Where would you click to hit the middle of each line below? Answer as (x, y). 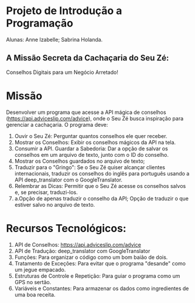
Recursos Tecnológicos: (66, 228)
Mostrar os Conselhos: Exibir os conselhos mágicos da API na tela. (95, 142)
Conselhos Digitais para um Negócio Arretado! (62, 72)
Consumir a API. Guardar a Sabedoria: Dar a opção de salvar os (91, 149)
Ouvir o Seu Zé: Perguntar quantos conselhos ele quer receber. (91, 136)
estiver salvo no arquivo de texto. (55, 204)
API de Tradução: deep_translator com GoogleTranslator (82, 251)
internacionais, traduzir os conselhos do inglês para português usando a (102, 173)
